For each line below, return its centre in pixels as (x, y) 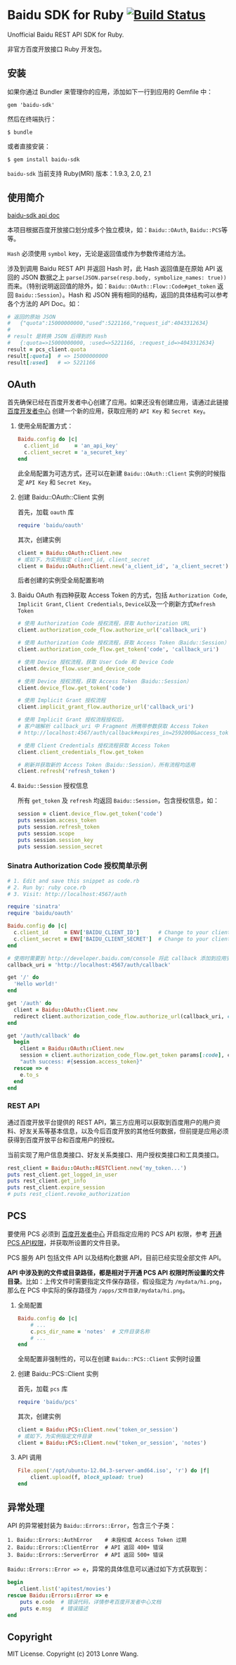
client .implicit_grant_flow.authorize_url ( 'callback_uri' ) (106, 707)
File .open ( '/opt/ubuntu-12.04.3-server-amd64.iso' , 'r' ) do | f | (113, 1470)
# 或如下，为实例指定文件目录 (55, 1436)
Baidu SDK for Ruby (66, 15)
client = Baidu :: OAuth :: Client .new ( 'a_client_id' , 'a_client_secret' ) (123, 566)
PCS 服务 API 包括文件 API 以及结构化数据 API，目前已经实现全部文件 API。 (116, 1257)
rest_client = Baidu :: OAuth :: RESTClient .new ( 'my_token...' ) (97, 1168)
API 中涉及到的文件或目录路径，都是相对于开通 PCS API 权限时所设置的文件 (116, 1272)
